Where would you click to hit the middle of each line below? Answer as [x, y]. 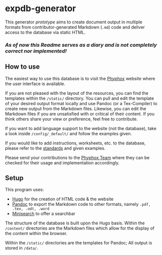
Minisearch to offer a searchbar [44, 214]
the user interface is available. [35, 84]
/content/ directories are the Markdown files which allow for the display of [80, 228]
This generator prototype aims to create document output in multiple [74, 22]
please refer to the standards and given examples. [55, 148]
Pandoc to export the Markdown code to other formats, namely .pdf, [81, 204]
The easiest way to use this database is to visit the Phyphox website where [80, 78]
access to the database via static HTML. [45, 32]
